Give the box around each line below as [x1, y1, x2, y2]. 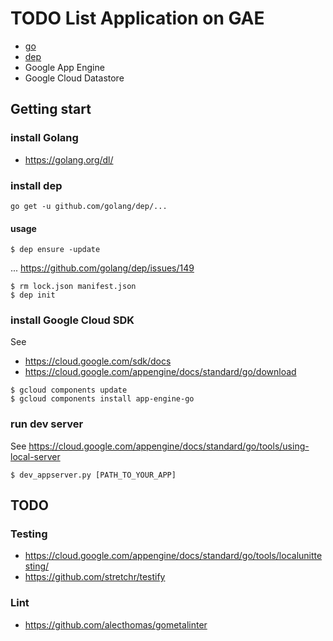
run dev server [10, 417, 84, 431]
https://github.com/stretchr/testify [24, 571, 166, 583]
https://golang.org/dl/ [24, 153, 114, 166]
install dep [10, 178, 63, 192]
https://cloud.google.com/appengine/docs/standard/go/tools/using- [28, 440, 310, 452]
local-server [10, 450, 61, 462]
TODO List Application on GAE [10, 7, 265, 30]
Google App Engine [24, 61, 105, 73]
